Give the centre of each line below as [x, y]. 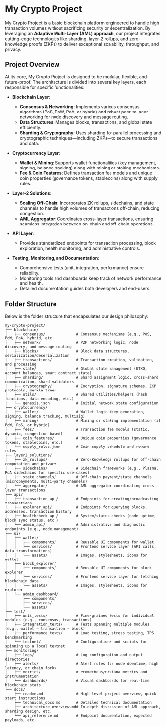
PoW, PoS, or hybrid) [28, 425]
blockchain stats [23, 685]
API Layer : [23, 233]
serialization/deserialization [37, 355]
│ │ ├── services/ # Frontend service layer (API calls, [81, 546]
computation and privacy [31, 464]
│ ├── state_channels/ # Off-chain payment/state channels [79, 477]
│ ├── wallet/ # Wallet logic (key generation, [75, 412]
